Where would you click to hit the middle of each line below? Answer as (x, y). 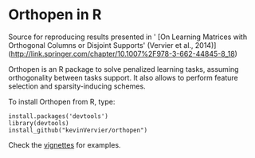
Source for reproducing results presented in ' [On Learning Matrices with (128, 37)
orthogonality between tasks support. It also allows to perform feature (123, 77)
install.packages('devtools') (59, 116)
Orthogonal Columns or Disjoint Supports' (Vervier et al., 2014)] (112, 45)
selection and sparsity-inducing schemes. (77, 86)
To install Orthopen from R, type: (62, 101)
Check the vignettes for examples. (65, 144)
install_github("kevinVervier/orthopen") (78, 130)
